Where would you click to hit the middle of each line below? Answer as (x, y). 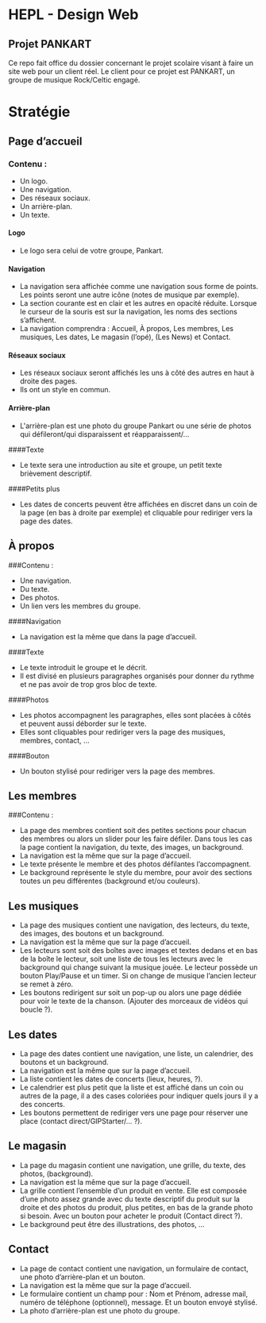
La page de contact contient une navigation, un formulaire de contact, (134, 1268)
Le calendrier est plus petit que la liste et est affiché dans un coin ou (131, 1087)
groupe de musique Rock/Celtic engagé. (74, 80)
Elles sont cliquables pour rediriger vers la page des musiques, (122, 731)
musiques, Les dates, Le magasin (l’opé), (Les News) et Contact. (125, 337)
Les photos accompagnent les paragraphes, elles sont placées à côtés (135, 715)
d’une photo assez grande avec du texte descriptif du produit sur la (130, 1199)
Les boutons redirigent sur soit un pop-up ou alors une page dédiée (131, 993)
